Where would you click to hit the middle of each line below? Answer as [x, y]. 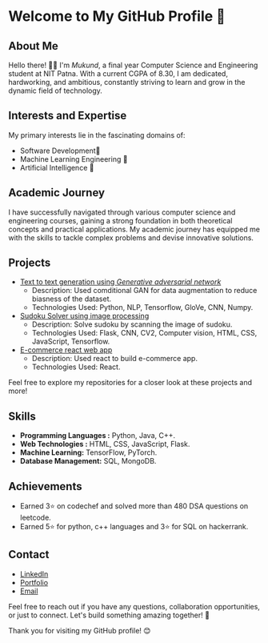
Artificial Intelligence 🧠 [57, 167]
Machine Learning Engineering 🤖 [74, 159]
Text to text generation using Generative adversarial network [120, 282]
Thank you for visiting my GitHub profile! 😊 [80, 630]
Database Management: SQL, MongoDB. [88, 461]
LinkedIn [34, 574]
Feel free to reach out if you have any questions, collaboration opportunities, [134, 606]
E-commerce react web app [66, 350]
